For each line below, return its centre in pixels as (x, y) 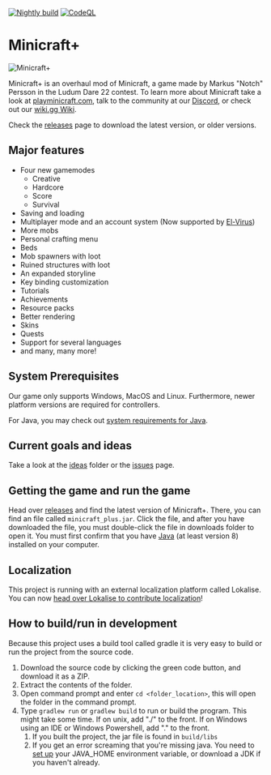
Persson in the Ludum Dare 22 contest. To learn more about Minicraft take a (135, 92)
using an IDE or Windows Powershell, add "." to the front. (115, 728)
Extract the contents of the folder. (76, 684)
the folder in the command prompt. (78, 702)
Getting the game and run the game (100, 490)
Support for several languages (70, 342)
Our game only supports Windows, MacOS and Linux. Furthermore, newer (132, 396)
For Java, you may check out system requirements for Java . (108, 420)
